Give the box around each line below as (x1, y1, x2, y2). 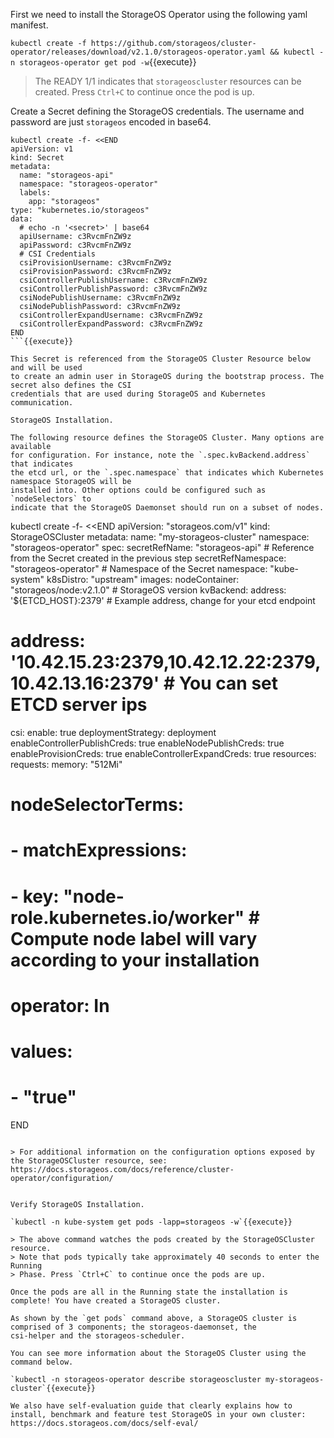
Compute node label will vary (10, 927, 258, 950)
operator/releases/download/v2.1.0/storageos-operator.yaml (10, 47, 267, 57)
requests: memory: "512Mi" (10, 758, 123, 770)
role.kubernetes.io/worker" (10, 906, 245, 929)
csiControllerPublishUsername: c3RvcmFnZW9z (19, 275, 208, 285)
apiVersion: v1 (10, 144, 74, 154)
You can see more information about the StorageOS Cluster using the (10, 1348, 307, 1358)
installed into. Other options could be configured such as (10, 485, 267, 495)
